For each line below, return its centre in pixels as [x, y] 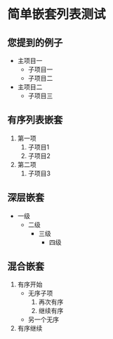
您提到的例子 [35, 42]
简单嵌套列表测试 [57, 14]
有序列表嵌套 [35, 120]
